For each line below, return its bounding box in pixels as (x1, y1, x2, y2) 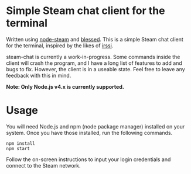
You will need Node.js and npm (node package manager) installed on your (6, 123, 185, 130)
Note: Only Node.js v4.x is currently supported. (6, 83, 124, 90)
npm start (6, 145, 30, 151)
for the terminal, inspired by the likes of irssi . (6, 42, 114, 49)
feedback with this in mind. (6, 72, 71, 79)
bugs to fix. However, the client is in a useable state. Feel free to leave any (6, 65, 186, 72)
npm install (6, 140, 35, 147)
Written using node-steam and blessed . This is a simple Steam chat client (6, 36, 183, 43)
